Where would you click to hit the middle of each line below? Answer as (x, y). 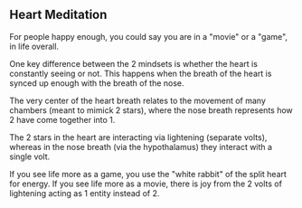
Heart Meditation (58, 15)
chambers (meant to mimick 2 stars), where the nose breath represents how (151, 110)
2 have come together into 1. (62, 119)
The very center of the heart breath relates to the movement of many (138, 100)
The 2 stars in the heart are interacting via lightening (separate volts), (138, 137)
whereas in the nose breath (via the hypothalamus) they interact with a (141, 147)
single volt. (30, 156)
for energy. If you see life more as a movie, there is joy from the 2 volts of (146, 184)
